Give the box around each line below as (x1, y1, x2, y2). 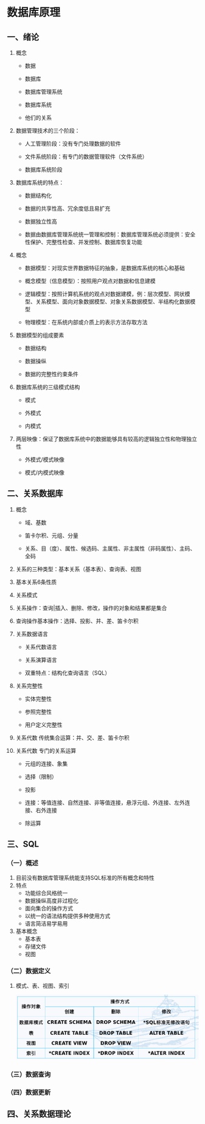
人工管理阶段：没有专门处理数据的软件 (24, 140, 121, 147)
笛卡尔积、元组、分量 (24, 532, 78, 539)
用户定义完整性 (24, 721, 63, 728)
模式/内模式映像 (24, 469, 64, 476)
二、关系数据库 (7, 488, 63, 499)
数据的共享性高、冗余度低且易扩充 (24, 205, 111, 212)
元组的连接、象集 (24, 760, 68, 767)
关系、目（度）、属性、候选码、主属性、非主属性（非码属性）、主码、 (24, 545, 196, 552)
